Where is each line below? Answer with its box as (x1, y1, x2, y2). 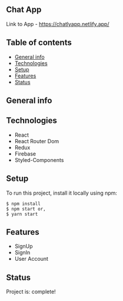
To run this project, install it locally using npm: (6, 189, 118, 196)
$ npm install (6, 200, 41, 206)
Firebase (14, 150, 36, 157)
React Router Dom (14, 137, 59, 144)
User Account (14, 255, 49, 263)
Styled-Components (14, 156, 64, 163)
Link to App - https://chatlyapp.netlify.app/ (6, 20, 109, 27)
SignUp (14, 242, 34, 250)
